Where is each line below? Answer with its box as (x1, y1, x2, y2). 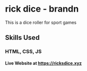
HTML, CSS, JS (5, 48, 42, 55)
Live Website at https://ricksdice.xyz (5, 60, 82, 66)
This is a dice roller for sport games (5, 19, 77, 25)
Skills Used (5, 34, 40, 42)
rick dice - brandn (5, 3, 79, 15)
